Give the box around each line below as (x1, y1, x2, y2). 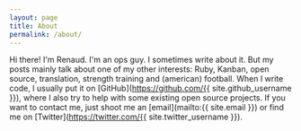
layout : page (9, 13, 58, 22)
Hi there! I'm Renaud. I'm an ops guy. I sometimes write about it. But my (9, 55, 274, 65)
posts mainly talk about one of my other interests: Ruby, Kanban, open (9, 64, 270, 74)
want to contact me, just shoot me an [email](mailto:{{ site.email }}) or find (9, 102, 285, 113)
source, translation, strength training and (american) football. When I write (9, 74, 284, 84)
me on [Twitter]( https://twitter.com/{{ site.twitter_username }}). (9, 111, 243, 122)
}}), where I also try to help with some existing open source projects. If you (9, 92, 286, 103)
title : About (9, 22, 58, 31)
